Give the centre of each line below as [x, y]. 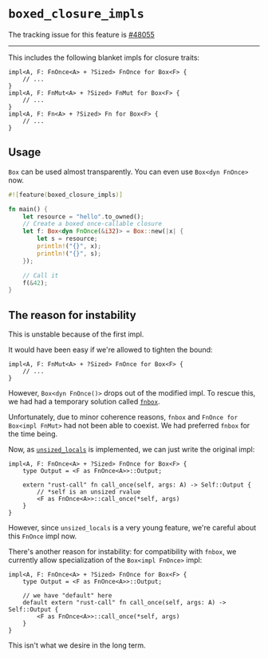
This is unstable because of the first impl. [76, 334]
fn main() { [28, 209]
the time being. [33, 434]
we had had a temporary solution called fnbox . [84, 402]
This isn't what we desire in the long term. [77, 645]
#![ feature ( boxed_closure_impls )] [66, 195]
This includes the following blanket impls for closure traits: [104, 57]
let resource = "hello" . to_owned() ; [84, 217]
